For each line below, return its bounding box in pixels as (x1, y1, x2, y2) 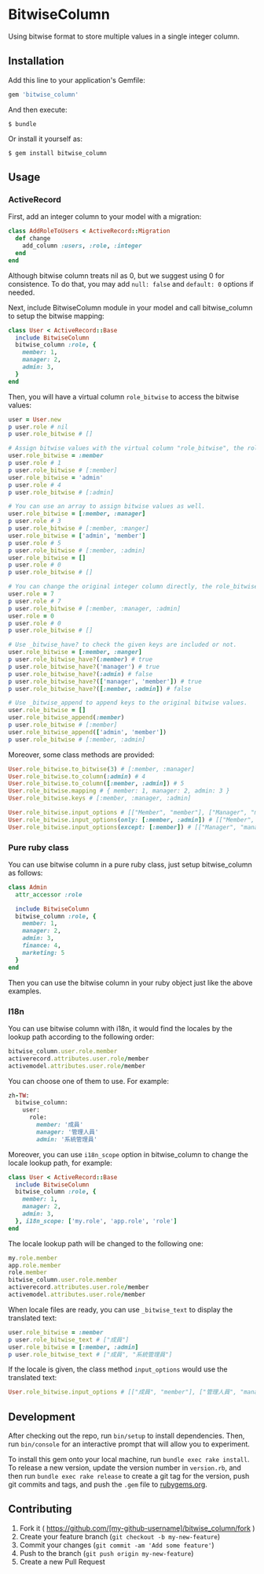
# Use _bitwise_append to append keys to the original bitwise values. (8, 699, 247, 707)
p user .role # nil (8, 423, 68, 431)
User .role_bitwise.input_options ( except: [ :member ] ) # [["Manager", (8, 823, 237, 831)
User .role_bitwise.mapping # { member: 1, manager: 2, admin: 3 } (8, 787, 230, 795)
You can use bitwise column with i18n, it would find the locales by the (8, 1023, 233, 1033)
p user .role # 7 (8, 597, 61, 605)
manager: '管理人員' (36, 1128, 99, 1136)
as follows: (8, 868, 43, 878)
